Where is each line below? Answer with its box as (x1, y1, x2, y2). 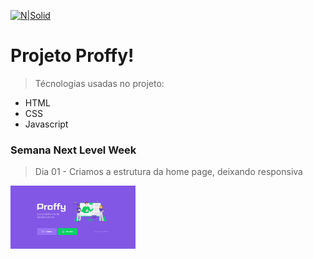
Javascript (24, 118, 69, 130)
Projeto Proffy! (10, 45, 135, 67)
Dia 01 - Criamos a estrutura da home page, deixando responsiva (34, 166, 303, 178)
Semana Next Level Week (10, 143, 137, 157)
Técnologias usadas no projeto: (34, 77, 165, 89)
